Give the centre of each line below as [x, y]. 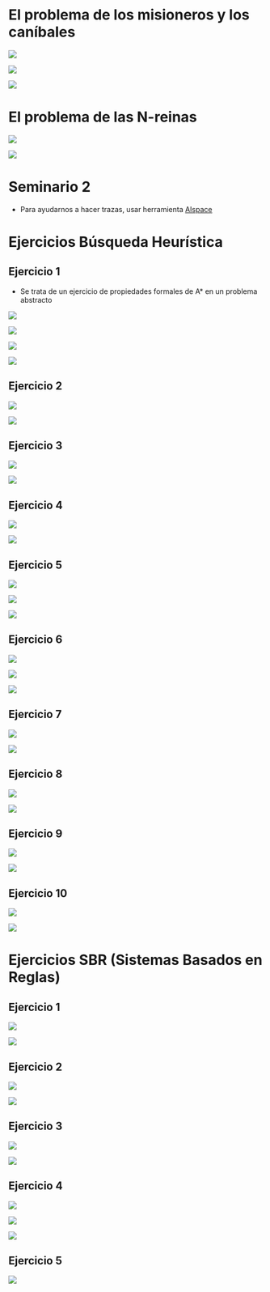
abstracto [36, 300]
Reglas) [34, 977]
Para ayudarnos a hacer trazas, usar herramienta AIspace [116, 209]
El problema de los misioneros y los [129, 15]
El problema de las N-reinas [103, 117]
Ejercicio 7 [35, 714]
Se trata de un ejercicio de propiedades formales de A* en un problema [139, 291]
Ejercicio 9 [36, 833]
